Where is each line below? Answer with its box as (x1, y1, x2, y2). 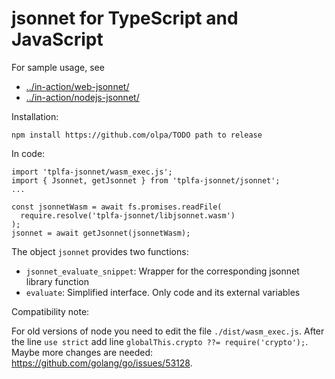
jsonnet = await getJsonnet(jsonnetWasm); (11, 228, 191, 238)
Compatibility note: (11, 305, 90, 317)
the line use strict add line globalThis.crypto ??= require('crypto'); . (11, 335, 309, 347)
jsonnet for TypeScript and (11, 7, 239, 30)
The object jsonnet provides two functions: (11, 245, 189, 257)
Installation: (11, 110, 59, 122)
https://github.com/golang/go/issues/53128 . (11, 357, 193, 369)
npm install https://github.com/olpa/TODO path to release (11, 130, 263, 140)
